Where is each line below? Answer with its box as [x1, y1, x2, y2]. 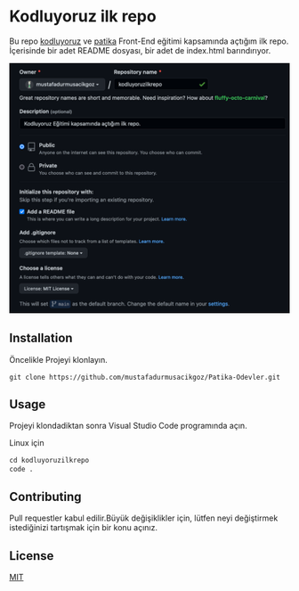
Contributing [9, 488, 82, 505]
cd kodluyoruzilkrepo [9, 456, 90, 465]
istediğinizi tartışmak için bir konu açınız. [9, 522, 158, 533]
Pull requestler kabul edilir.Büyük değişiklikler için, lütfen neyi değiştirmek [9, 513, 279, 523]
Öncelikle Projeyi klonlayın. [9, 354, 109, 365]
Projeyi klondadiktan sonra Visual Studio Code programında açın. [9, 421, 247, 431]
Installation [9, 331, 73, 346]
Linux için [9, 438, 44, 448]
